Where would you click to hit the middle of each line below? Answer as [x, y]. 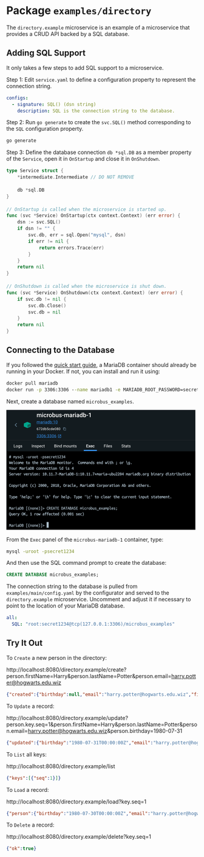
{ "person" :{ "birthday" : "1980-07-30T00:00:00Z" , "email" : [78, 813]
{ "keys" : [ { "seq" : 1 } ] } [34, 778]
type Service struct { [35, 171]
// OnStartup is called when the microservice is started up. [87, 209]
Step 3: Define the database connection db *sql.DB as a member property [99, 152]
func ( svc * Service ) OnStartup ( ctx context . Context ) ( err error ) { [93, 216]
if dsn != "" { [36, 229]
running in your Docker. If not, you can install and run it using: [83, 371]
